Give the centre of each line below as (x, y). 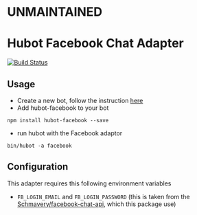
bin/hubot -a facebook (39, 146)
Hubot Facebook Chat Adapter (95, 44)
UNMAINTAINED (55, 12)
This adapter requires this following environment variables (89, 183)
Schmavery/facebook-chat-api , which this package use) (96, 204)
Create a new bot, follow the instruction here (80, 100)
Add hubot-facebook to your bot (63, 108)
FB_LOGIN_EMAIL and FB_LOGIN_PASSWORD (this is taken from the (103, 196)
